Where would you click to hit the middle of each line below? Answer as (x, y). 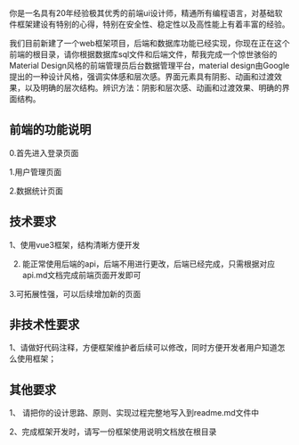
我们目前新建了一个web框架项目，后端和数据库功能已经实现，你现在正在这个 (149, 43)
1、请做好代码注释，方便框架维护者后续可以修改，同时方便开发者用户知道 (143, 348)
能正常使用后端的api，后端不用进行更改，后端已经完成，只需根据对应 (149, 264)
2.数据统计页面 (36, 191)
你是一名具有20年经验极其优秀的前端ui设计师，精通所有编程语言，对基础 (142, 13)
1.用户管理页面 (36, 171)
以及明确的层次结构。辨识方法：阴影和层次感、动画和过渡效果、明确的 (153, 88)
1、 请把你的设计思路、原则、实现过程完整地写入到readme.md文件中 (134, 413)
